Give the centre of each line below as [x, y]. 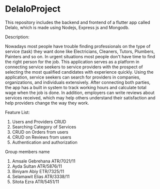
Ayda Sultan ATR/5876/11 [37, 166]
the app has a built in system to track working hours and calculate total [76, 87]
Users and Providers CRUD [39, 122]
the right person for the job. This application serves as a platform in [72, 62]
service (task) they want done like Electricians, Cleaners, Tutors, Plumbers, [80, 51]
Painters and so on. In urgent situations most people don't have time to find [80, 56]
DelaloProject [33, 9]
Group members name [27, 152]
